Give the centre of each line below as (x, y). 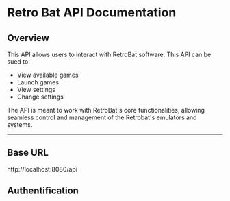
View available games (48, 75)
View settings (36, 90)
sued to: (19, 62)
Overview (28, 38)
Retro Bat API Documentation (92, 13)
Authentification (43, 191)
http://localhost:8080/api (42, 169)
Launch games (38, 82)
